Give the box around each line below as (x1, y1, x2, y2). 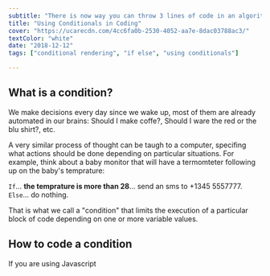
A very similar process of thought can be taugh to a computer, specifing (8, 140, 247, 150)
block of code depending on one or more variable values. (8, 214, 198, 224)
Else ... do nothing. (8, 190, 69, 200)
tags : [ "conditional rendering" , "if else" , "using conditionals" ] (8, 49, 239, 57)
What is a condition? (8, 86, 113, 100)
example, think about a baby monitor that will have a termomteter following (8, 157, 256, 167)
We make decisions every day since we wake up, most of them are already (8, 107, 256, 117)
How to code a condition (8, 237, 133, 251)
